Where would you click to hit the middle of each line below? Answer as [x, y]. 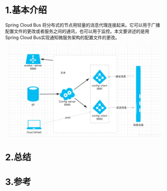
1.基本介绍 [26, 10]
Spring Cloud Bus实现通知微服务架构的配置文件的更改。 [62, 37]
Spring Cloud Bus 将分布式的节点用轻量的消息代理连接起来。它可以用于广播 [83, 25]
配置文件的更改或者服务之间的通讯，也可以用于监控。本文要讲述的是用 [77, 31]
